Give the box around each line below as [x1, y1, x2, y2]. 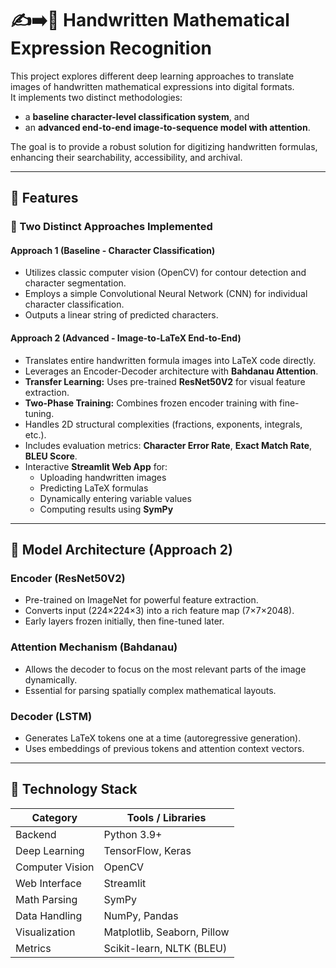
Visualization [15, 925, 76, 939]
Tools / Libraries [126, 810, 207, 824]
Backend [15, 827, 57, 841]
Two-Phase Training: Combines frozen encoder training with [24, 397, 278, 409]
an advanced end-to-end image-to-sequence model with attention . [24, 121, 311, 133]
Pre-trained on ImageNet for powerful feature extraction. [24, 594, 259, 606]
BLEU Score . [24, 450, 78, 462]
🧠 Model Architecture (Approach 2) [10, 542, 234, 559]
